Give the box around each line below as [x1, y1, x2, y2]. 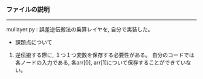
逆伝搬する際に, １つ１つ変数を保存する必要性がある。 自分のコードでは [14, 51, 195, 58]
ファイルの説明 [6, 5, 50, 13]
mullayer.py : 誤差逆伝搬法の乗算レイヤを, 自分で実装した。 [6, 26, 153, 33]
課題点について [14, 39, 53, 46]
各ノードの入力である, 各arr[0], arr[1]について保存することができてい [14, 59, 186, 66]
